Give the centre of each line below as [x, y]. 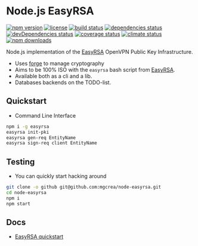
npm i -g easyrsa [28, 127]
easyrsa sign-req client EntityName [52, 143]
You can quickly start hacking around [61, 176]
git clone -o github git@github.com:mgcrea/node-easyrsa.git [84, 187]
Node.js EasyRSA [50, 11]
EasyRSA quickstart [39, 236]
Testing [21, 162]
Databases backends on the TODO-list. [63, 82]
